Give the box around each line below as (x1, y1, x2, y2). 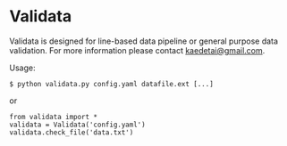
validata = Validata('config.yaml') (9, 120, 146, 129)
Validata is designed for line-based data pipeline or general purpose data (9, 36, 279, 46)
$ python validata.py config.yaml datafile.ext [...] (9, 79, 215, 88)
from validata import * (9, 112, 98, 121)
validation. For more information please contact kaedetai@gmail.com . (9, 45, 266, 55)
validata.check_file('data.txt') (9, 127, 134, 137)
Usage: (9, 62, 36, 73)
